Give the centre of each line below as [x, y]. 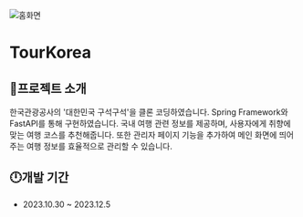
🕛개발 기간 [39, 178]
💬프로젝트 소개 [48, 88]
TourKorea [51, 52]
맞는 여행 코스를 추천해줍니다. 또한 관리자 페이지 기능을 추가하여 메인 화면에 [143, 135]
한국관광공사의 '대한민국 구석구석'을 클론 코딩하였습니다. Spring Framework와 [149, 112]
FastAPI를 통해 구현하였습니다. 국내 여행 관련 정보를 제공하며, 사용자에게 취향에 [150, 124]
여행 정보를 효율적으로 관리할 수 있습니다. [99, 146]
